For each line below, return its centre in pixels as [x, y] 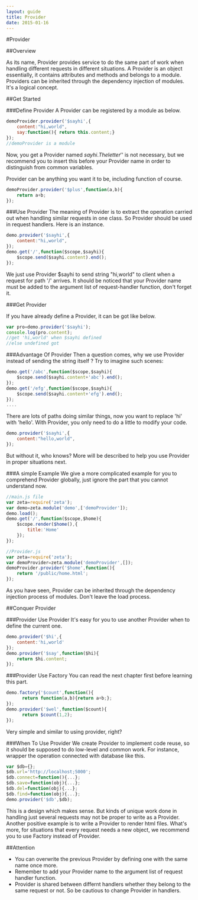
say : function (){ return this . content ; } [66, 133]
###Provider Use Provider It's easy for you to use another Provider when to [98, 620]
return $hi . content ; [42, 659]
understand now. [27, 486]
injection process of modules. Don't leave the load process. [79, 597]
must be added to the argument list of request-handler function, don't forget [99, 287]
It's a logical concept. [32, 88]
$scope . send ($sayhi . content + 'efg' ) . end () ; [70, 394]
